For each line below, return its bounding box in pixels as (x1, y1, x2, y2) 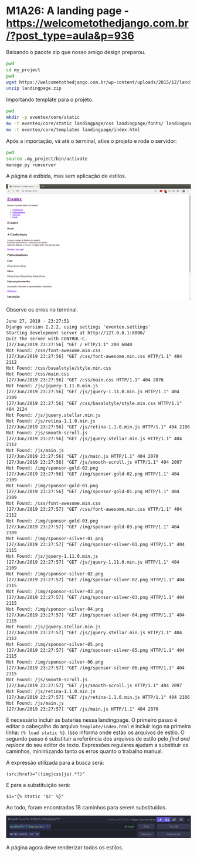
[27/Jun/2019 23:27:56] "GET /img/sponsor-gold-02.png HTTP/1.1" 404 (6, 471, 180, 477)
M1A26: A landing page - (6, 4, 129, 18)
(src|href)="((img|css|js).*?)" (6, 771, 85, 777)
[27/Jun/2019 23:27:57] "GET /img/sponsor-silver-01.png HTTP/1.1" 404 (6, 541, 185, 547)
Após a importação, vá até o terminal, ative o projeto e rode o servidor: (6, 137, 177, 145)
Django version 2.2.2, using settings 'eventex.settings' (6, 324, 151, 330)
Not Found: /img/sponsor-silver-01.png (6, 535, 104, 541)
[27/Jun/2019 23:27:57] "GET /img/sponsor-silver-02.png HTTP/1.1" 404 (6, 577, 185, 583)
